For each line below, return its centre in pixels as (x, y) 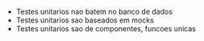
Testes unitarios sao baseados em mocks (85, 20)
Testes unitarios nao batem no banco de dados (94, 12)
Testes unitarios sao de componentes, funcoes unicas (106, 29)
